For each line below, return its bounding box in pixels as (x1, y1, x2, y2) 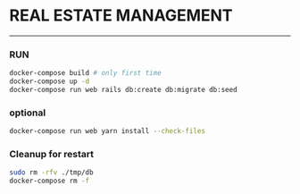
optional (9, 106, 46, 119)
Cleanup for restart (9, 148, 94, 160)
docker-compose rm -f (9, 176, 90, 186)
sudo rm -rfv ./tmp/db (9, 168, 94, 177)
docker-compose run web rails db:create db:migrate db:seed (9, 85, 238, 94)
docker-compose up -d (9, 77, 90, 86)
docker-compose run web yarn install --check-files (9, 127, 205, 136)
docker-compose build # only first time (9, 69, 162, 78)
